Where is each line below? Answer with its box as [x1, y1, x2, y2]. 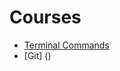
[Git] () [23, 49, 52, 61]
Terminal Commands [23, 39, 110, 51]
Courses [9, 6, 82, 29]
